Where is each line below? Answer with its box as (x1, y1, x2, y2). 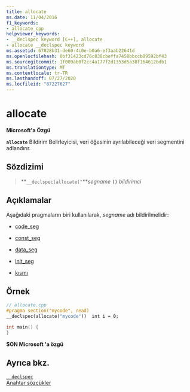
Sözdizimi (6, 162, 44, 172)
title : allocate (6, 8, 47, 15)
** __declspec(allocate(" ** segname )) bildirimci (20, 178, 142, 185)
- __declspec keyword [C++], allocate (6, 37, 103, 42)
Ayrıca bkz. (6, 358, 50, 368)
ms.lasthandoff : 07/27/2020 (6, 75, 76, 81)
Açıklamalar (6, 195, 52, 205)
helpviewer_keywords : (6, 31, 60, 37)
